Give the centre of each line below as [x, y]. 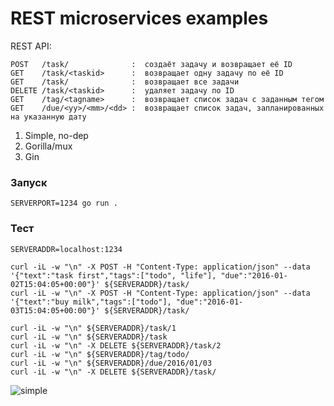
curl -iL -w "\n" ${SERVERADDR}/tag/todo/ [100, 354]
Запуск [29, 182]
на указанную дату [48, 117]
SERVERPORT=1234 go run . [64, 203]
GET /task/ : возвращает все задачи [125, 82]
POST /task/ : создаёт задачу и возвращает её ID [151, 64]
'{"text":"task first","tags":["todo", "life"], [113, 275]
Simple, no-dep [56, 135]
